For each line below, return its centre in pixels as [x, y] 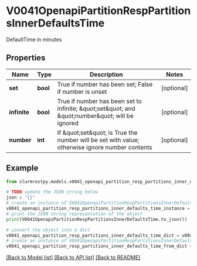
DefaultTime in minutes [34, 39]
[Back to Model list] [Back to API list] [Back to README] [73, 258]
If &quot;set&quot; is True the [97, 132]
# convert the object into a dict [48, 230]
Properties [26, 58]
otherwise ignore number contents [105, 147]
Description [106, 74]
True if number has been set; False [105, 84]
